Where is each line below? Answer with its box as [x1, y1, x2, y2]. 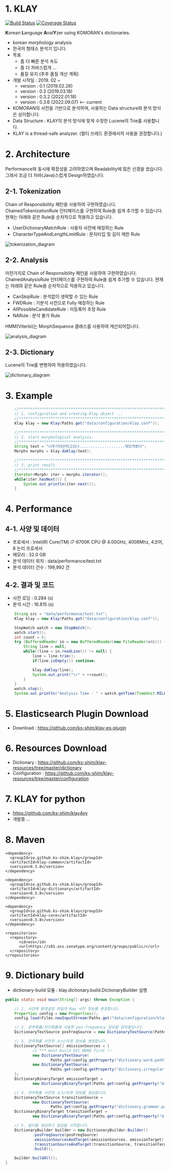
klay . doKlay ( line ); [32, 667, 73, 672]
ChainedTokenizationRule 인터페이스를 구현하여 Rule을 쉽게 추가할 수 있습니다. [5, 207, 163, 213]
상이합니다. [18, 111, 40, 117]
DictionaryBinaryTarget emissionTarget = [14, 1076, 103, 1081]
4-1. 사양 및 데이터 [5, 524, 60, 533]
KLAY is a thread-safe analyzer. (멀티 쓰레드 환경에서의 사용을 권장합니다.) [12, 130, 163, 136]
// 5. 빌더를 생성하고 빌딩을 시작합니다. [14, 1123, 90, 1128]
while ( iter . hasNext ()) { [14, 477, 67, 482]
